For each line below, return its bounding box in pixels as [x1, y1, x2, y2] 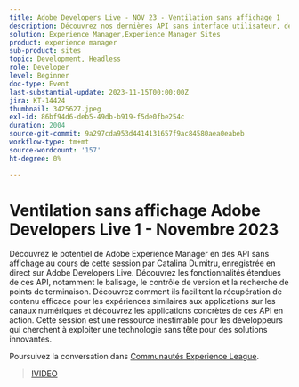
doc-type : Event [9, 79, 69, 88]
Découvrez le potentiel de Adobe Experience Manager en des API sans [9, 249, 270, 259]
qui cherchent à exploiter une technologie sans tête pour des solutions [9, 325, 268, 335]
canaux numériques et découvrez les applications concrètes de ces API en [9, 305, 284, 317]
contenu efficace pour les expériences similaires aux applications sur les [9, 296, 276, 307]
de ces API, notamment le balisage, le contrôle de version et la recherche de [9, 277, 289, 288]
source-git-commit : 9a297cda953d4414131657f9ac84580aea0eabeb [9, 129, 245, 138]
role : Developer [9, 63, 69, 72]
